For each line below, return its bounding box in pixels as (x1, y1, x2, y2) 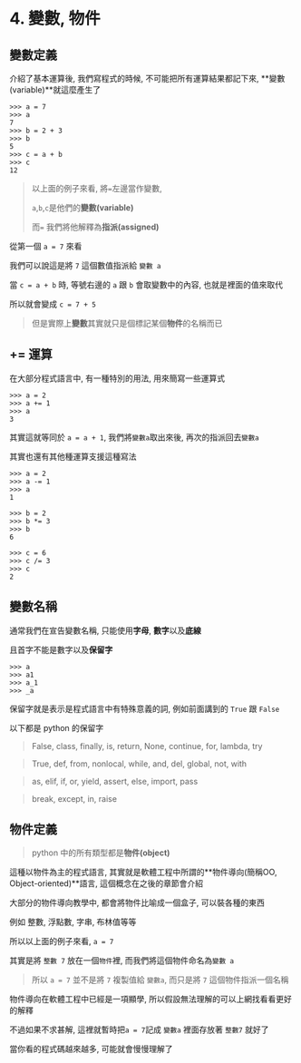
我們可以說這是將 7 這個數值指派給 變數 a (9, 260, 161, 270)
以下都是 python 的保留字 (9, 722, 104, 733)
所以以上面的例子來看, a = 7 (9, 936, 114, 947)
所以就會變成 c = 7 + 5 (9, 298, 97, 309)
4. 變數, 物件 (9, 8, 102, 29)
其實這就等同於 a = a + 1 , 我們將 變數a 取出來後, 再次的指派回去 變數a (9, 432, 260, 443)
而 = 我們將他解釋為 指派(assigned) (31, 221, 160, 232)
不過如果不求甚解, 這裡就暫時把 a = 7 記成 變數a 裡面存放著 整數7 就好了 (9, 1024, 269, 1035)
